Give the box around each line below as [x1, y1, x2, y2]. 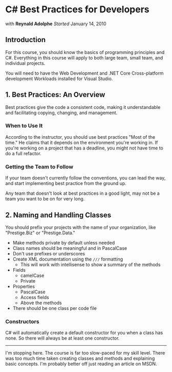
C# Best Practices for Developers [5, 4, 149, 15]
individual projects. [5, 60, 46, 66]
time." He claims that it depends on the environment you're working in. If [5, 139, 158, 145]
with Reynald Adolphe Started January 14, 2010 [5, 21, 106, 27]
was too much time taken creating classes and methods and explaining [5, 356, 155, 362]
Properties [12, 283, 35, 289]
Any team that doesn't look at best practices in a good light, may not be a [5, 190, 160, 196]
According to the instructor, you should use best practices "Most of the [5, 134, 155, 140]
